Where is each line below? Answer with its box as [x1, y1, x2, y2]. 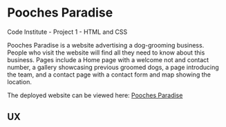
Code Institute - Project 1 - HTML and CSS [7, 28, 128, 36]
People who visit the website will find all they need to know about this [7, 48, 205, 57]
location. [7, 77, 32, 86]
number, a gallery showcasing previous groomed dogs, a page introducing [7, 63, 219, 71]
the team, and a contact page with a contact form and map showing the [7, 70, 211, 79]
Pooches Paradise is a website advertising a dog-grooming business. [7, 41, 205, 49]
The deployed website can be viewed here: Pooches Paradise [7, 91, 183, 99]
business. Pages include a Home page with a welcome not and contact [7, 55, 209, 63]
